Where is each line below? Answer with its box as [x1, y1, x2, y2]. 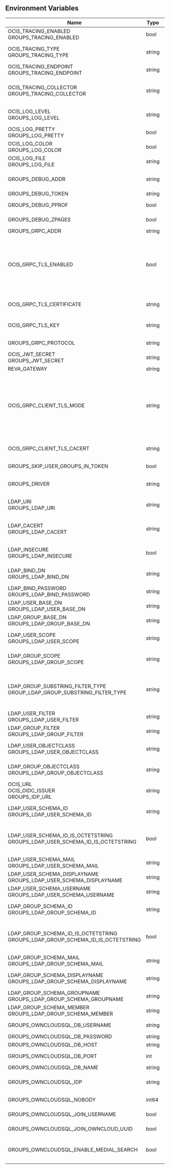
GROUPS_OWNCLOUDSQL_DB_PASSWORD [8, 1033, 112, 1040]
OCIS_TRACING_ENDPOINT [8, 63, 73, 70]
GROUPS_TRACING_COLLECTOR [8, 90, 86, 97]
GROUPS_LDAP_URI [8, 504, 56, 511]
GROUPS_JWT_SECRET [8, 357, 64, 364]
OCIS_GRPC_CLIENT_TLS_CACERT [8, 445, 90, 452]
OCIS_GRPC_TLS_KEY [8, 321, 60, 328]
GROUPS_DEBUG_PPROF [8, 201, 68, 208]
